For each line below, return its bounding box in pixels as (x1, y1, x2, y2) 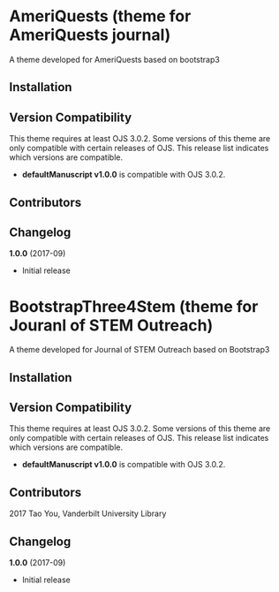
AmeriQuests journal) (9, 25, 171, 45)
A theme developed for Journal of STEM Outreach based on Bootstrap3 (9, 345, 270, 355)
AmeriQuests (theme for (9, 6, 192, 27)
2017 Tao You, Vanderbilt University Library (9, 508, 167, 519)
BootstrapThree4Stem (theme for (9, 296, 259, 316)
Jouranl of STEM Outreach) (9, 315, 214, 335)
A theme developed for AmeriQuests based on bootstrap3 (9, 54, 221, 65)
